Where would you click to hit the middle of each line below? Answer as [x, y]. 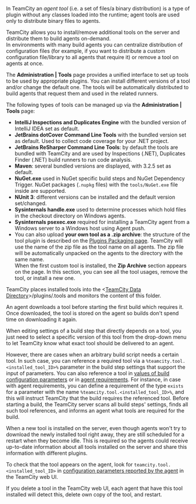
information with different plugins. [47, 453]
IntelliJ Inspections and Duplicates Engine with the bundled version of [100, 122]
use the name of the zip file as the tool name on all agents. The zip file [99, 247]
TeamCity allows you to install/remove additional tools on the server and [93, 32]
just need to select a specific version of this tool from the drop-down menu [97, 337]
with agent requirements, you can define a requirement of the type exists [95, 386]
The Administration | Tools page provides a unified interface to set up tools [97, 75]
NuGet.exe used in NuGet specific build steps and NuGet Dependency [100, 178]
